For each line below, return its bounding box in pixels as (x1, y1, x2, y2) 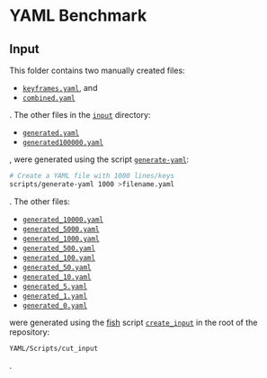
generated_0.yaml (22, 301, 88, 310)
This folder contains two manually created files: (9, 65, 186, 76)
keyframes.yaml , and (22, 83, 98, 93)
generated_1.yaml (22, 292, 88, 301)
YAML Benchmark (9, 5, 147, 26)
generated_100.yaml (22, 253, 96, 262)
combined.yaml (22, 94, 76, 103)
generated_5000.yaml (22, 224, 100, 234)
